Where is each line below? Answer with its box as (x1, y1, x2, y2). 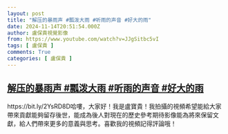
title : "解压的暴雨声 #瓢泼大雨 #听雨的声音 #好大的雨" (7, 17, 152, 23)
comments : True (7, 49, 51, 56)
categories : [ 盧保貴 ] (7, 55, 73, 62)
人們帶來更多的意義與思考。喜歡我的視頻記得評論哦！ (25, 119, 177, 128)
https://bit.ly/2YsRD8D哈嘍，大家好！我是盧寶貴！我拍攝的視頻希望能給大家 (7, 102, 222, 111)
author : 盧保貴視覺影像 (7, 29, 68, 37)
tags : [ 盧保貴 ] (7, 42, 54, 49)
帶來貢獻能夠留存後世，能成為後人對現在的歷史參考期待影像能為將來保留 (7, 111, 213, 119)
